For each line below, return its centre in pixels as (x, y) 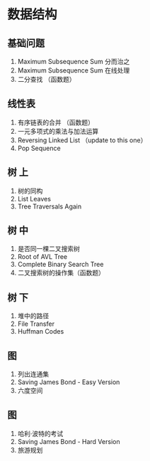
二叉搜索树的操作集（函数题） (61, 273)
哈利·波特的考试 (40, 433)
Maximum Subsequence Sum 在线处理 (74, 70)
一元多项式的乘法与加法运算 (58, 131)
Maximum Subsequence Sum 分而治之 (74, 62)
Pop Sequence (39, 148)
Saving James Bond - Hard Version (69, 441)
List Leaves (34, 198)
